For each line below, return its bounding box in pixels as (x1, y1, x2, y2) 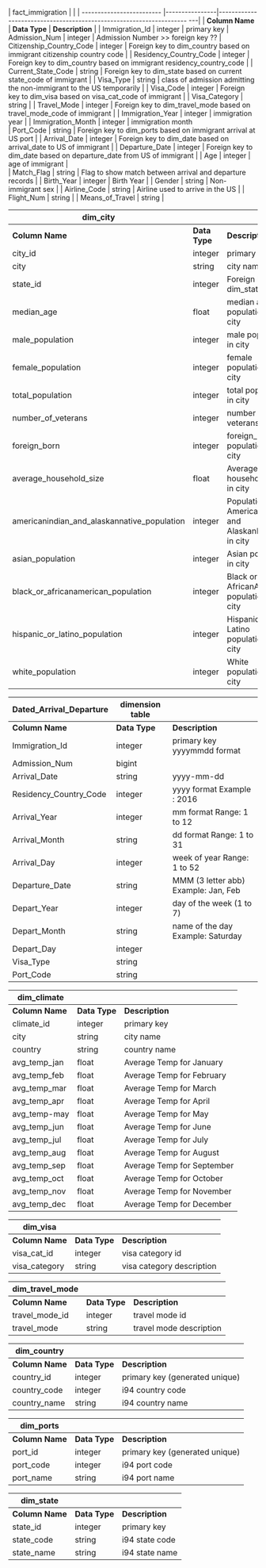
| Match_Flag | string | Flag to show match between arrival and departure (8, 167, 247, 177)
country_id (12, 1372, 51, 1382)
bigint (116, 758, 138, 769)
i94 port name (121, 1472, 175, 1483)
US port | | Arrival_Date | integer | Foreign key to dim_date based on (8, 134, 230, 143)
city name (123, 1031, 161, 1042)
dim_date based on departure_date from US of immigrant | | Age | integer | (8, 151, 251, 160)
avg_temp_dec (12, 1198, 66, 1210)
